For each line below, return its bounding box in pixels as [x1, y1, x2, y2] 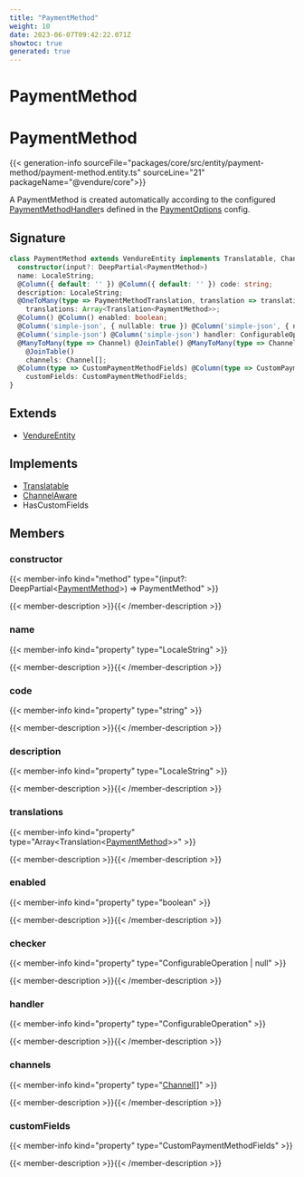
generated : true [9, 47, 71, 56]
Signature [9, 230, 66, 246]
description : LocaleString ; [17, 287, 124, 297]
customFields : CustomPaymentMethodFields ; [25, 373, 188, 382]
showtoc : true [9, 38, 63, 48]
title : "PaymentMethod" [9, 13, 100, 23]
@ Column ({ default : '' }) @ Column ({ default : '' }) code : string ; [17, 279, 273, 288]
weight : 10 [9, 22, 51, 31]
